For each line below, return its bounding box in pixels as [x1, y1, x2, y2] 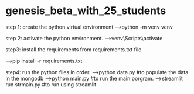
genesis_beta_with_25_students [5, 4, 166, 18]
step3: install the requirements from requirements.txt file [5, 46, 142, 53]
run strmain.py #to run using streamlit [5, 81, 97, 88]
